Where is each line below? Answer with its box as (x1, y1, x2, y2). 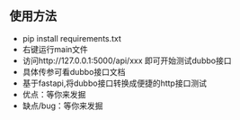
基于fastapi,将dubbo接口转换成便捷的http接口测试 (22, 78, 207, 88)
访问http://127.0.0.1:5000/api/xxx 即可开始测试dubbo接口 (22, 55, 232, 66)
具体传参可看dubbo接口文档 (22, 66, 126, 77)
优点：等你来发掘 (22, 88, 86, 99)
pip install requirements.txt (22, 32, 121, 43)
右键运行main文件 (22, 43, 88, 54)
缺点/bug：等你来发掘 (22, 100, 103, 111)
